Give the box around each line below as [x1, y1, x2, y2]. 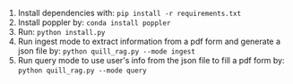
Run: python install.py [17, 27, 106, 37]
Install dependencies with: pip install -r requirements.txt [17, 8, 242, 18]
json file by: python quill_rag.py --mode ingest [17, 46, 195, 56]
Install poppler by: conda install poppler [17, 17, 171, 28]
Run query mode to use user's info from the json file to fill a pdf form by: [17, 55, 285, 65]
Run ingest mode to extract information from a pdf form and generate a [17, 36, 280, 46]
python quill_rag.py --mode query [17, 66, 147, 75]
